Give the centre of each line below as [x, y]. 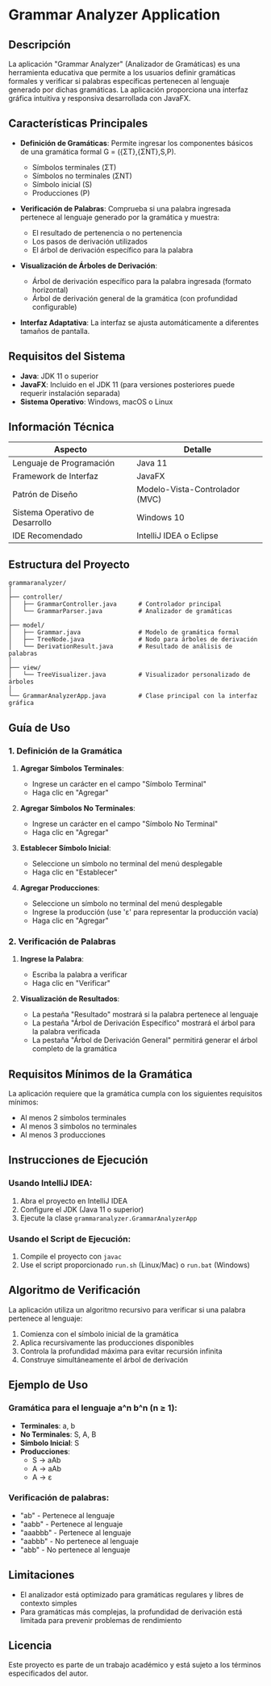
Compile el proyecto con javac [71, 1257]
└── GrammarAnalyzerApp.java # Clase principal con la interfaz [133, 696]
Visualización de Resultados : [70, 999]
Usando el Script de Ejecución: [70, 1238]
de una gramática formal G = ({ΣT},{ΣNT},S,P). [98, 152]
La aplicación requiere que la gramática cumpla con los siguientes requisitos [135, 1094]
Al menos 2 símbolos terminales [73, 1118]
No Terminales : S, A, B [58, 1434]
